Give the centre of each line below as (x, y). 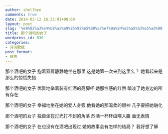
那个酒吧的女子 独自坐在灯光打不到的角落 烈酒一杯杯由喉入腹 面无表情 (77, 116)
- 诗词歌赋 (15, 47)
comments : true (21, 15)
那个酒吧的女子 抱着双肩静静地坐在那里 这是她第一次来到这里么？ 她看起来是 (84, 71)
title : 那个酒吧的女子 (26, 33)
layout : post (19, 24)
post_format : (19, 52)
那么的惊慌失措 (21, 78)
